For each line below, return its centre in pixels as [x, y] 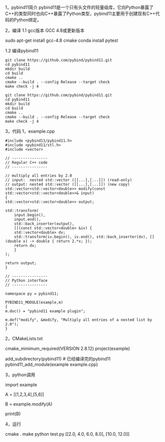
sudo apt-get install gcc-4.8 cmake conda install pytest [62, 40]
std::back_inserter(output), [44, 224]
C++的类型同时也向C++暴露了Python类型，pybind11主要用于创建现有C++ [80, 13]
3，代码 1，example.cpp [30, 131]
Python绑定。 [28, 20]
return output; [21, 263]
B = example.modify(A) [29, 404]
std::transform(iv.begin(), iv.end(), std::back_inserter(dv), [81, 237]
